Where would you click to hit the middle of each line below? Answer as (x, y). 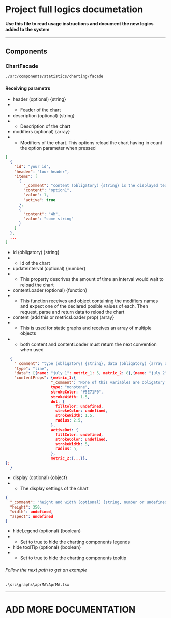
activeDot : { (65, 430)
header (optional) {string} (39, 99)
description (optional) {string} (44, 116)
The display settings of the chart (54, 488)
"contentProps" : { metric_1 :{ (45, 378)
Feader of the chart (40, 110)
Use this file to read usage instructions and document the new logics (79, 23)
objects (28, 333)
